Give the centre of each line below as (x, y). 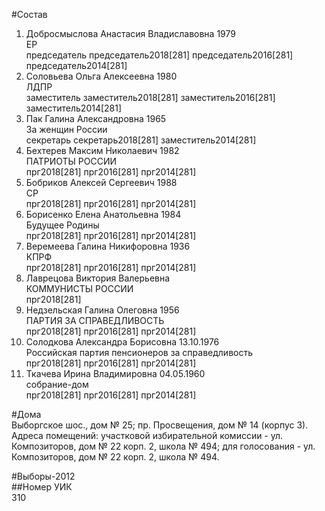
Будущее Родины (62, 225)
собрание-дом (57, 384)
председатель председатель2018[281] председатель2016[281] (159, 55)
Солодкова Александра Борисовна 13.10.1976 (122, 342)
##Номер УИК (42, 487)
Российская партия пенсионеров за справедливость (139, 352)
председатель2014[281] (76, 65)
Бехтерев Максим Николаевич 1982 (102, 150)
